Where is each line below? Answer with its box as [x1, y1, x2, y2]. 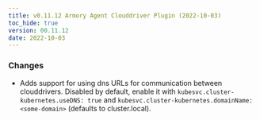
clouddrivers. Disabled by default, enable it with [19, 87, 176, 96]
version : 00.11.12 [8, 26, 69, 34]
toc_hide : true [8, 19, 59, 27]
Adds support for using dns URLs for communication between [19, 78, 223, 87]
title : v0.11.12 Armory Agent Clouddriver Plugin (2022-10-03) [8, 11, 222, 20]
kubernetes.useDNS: [19, 96, 85, 104]
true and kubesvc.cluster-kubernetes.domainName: [86, 95, 254, 104]
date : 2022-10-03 [8, 33, 66, 42]
